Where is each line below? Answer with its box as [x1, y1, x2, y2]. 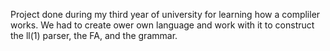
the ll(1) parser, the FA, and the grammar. [10, 30, 178, 41]
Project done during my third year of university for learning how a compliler [10, 9, 321, 20]
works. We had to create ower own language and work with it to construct [10, 19, 315, 31]
